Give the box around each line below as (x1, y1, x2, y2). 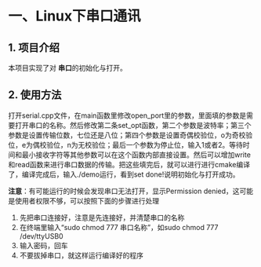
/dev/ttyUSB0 (19, 231, 64, 240)
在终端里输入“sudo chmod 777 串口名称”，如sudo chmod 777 (19, 222, 219, 232)
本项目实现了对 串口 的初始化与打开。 (8, 64, 127, 72)
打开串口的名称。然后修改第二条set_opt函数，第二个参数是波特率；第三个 (14, 120, 252, 130)
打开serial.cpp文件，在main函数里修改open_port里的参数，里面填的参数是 (8, 111, 247, 120)
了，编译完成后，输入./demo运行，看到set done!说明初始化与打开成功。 (8, 170, 240, 179)
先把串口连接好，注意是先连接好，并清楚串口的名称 (19, 213, 185, 222)
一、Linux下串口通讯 (8, 7, 141, 25)
